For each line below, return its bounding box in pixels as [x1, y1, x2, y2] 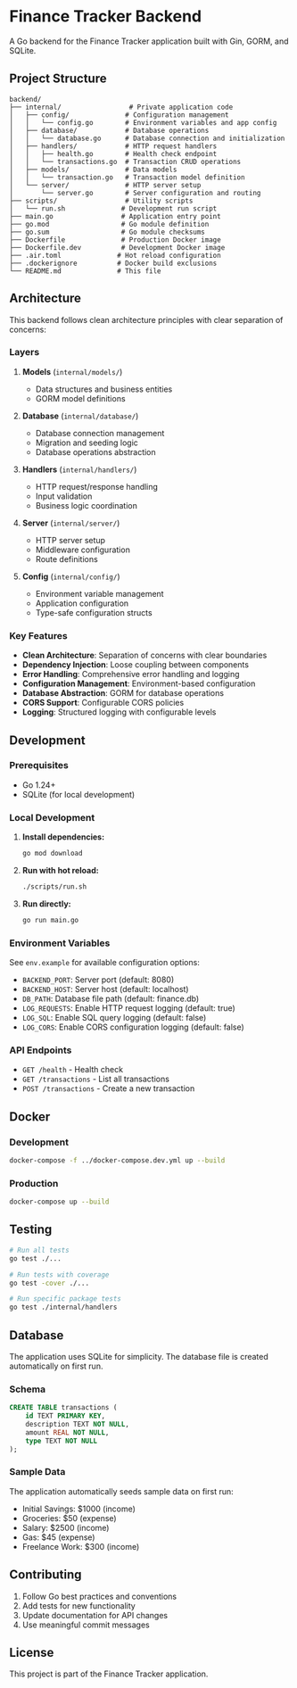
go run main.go [21, 915, 79, 924]
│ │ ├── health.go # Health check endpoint [9, 149, 218, 158]
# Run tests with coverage [9, 1270, 110, 1279]
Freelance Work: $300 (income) [21, 1541, 140, 1551]
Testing [9, 1222, 53, 1237]
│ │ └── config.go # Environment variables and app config [9, 118, 277, 127]
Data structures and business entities [35, 384, 173, 394]
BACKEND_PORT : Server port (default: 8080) [21, 974, 175, 985]
